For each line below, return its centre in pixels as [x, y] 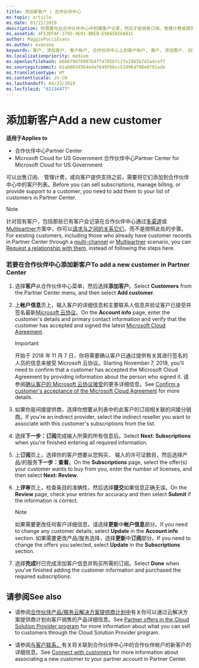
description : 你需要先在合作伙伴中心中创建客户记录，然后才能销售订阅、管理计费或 [96, 28]
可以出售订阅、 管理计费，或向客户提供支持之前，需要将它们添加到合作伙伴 [98, 177]
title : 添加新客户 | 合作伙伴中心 [44, 12]
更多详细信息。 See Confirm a [144, 384]
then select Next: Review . [46, 475]
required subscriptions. [43, 576]
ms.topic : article [29, 17]
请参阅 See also [34, 596]
